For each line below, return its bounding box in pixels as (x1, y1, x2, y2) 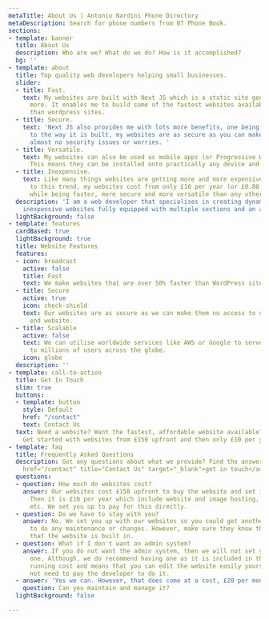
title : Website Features (15, 242, 98, 250)
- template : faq (8, 443, 62, 451)
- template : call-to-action (8, 369, 102, 377)
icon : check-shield (22, 302, 88, 309)
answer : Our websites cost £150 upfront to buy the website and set (22, 487, 256, 496)
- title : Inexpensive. (15, 168, 91, 176)
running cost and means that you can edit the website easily (29, 561, 242, 570)
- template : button (15, 398, 81, 406)
